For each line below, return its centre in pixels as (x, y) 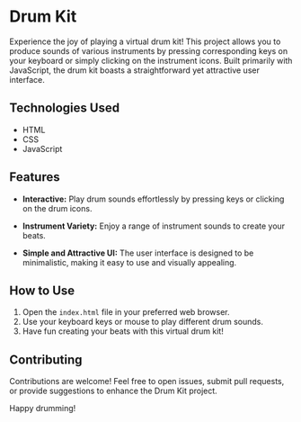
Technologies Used (64, 108)
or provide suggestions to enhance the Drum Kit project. (113, 391)
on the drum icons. (57, 208)
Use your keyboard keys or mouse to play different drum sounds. (142, 322)
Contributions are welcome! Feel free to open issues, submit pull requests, (147, 382)
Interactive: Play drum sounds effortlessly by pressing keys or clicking (153, 199)
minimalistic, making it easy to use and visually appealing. (129, 262)
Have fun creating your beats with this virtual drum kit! (123, 331)
